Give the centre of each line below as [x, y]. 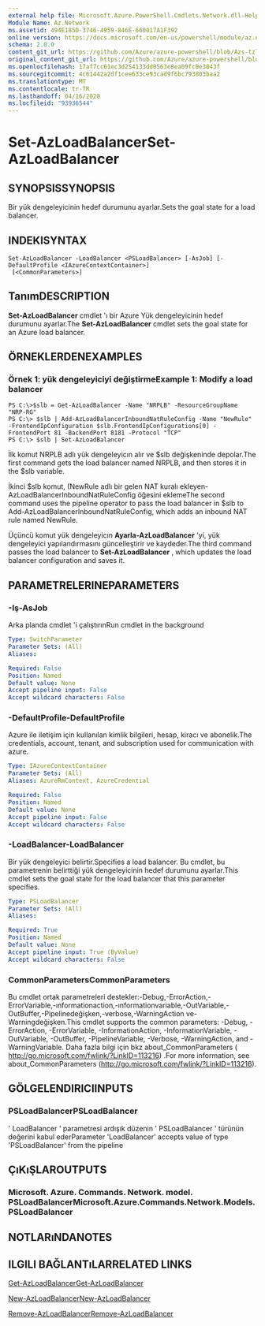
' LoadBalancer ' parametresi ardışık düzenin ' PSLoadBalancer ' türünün [126, 1128]
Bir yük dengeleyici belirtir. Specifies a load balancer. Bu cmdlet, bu [117, 862]
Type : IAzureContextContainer [58, 766]
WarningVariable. [36, 1047]
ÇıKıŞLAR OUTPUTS [58, 1170]
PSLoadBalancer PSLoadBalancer [73, 1111]
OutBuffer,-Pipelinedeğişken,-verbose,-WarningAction [96, 1014]
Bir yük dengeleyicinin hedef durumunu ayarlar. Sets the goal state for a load [132, 207]
